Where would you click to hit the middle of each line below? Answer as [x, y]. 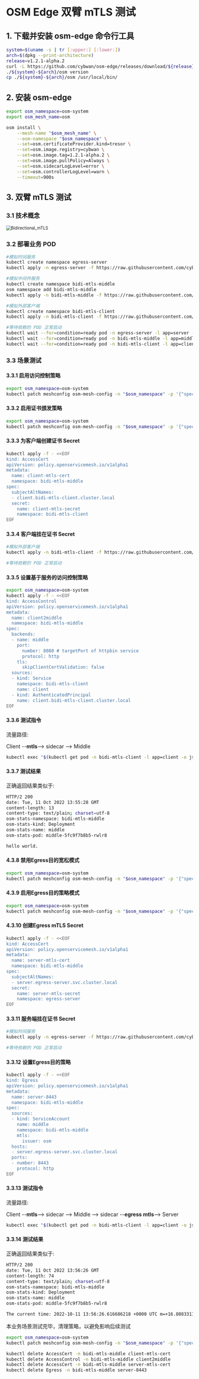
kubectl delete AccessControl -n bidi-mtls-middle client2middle [88, 1359]
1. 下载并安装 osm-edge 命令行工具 [70, 36]
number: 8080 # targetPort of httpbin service [80, 651]
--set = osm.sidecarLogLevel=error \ [61, 166]
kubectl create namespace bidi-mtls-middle [61, 284]
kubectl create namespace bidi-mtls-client [61, 311]
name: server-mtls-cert [41, 960]
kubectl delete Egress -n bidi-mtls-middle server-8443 [76, 1370]
